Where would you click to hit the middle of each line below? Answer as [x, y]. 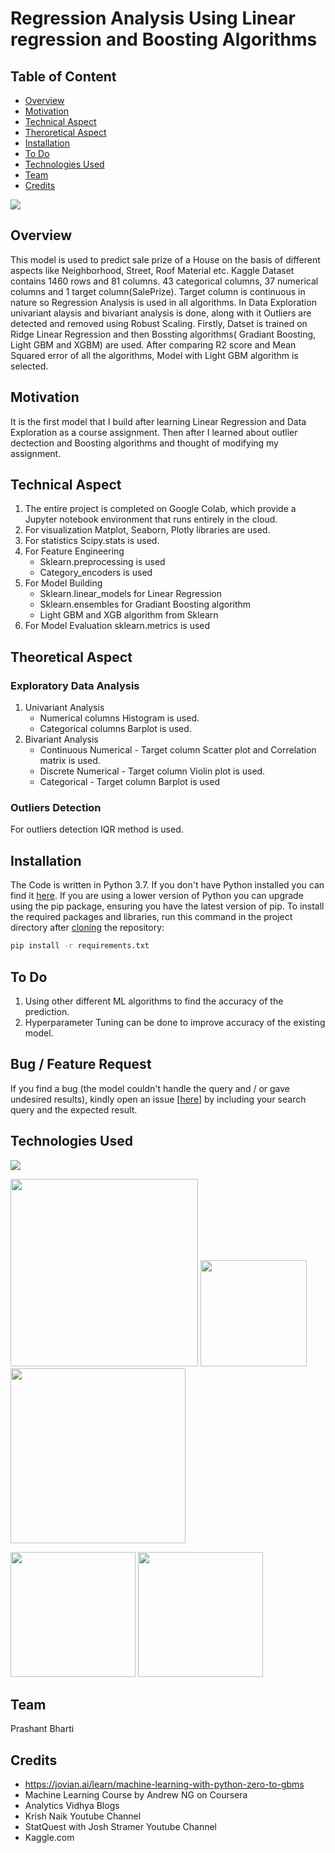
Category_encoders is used [96, 573]
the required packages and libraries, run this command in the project [151, 917]
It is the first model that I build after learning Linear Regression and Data [158, 421]
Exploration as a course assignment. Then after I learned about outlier [154, 432]
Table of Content [63, 76]
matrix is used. [70, 761]
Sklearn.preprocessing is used [102, 562]
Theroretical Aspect [65, 132]
